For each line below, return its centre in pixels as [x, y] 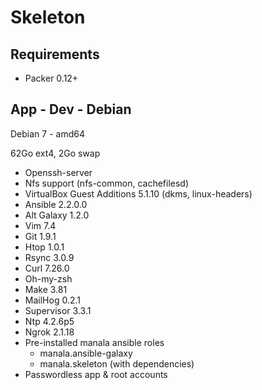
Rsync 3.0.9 [49, 257]
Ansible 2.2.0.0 [56, 204]
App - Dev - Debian [71, 109]
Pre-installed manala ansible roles [94, 342]
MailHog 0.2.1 [52, 300]
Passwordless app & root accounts [96, 374]
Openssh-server [58, 172]
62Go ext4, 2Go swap [55, 153]
